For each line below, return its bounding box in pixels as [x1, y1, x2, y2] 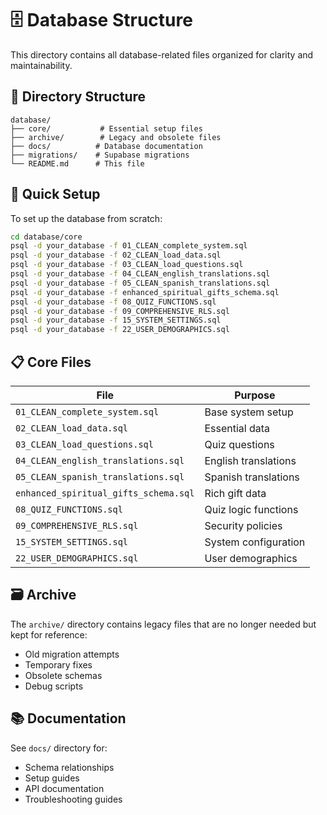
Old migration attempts [24, 648, 120, 660]
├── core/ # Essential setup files [10, 123, 203, 134]
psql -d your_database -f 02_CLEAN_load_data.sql [10, 250, 222, 261]
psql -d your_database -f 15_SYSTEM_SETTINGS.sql [10, 315, 222, 326]
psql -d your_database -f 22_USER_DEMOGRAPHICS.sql [10, 325, 230, 335]
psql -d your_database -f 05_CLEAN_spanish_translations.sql [10, 278, 271, 288]
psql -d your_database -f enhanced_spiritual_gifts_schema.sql [10, 287, 280, 297]
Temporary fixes [24, 658, 93, 671]
